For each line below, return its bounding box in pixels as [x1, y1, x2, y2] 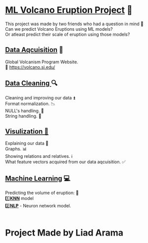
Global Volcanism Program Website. [5, 59, 78, 65]
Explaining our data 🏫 [5, 141, 49, 146]
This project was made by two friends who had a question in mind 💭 [5, 21, 144, 27]
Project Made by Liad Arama [5, 227, 124, 239]
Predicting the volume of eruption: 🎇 [5, 190, 79, 196]
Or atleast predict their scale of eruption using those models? [5, 31, 130, 37]
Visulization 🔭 [5, 127, 49, 136]
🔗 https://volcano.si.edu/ [5, 64, 55, 70]
